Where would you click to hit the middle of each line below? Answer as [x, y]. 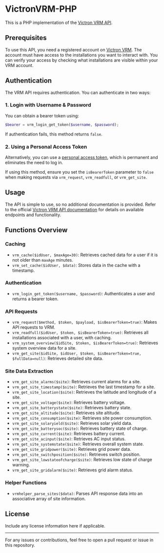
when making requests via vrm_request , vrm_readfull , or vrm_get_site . [76, 177]
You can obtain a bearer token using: [42, 115]
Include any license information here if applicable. [55, 526]
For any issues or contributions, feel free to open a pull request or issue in [79, 540]
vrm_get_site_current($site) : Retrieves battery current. [69, 434]
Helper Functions [26, 483]
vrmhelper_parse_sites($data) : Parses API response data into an [77, 493]
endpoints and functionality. [33, 215]
